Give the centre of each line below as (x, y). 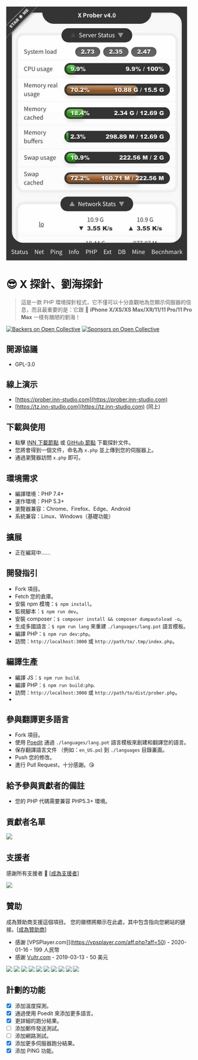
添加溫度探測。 (33, 1006)
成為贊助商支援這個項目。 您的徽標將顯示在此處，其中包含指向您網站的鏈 (96, 922)
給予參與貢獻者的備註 (45, 785)
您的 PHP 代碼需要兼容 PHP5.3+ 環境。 (63, 801)
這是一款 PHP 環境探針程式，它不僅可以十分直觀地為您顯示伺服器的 (103, 302)
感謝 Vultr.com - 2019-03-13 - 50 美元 (61, 957)
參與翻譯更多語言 (38, 720)
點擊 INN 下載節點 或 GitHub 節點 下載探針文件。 (74, 443)
